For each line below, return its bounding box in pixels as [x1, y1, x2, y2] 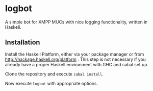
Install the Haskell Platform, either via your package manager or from [5, 51, 144, 57]
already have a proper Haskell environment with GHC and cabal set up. [5, 61, 149, 67]
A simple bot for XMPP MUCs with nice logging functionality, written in [5, 19, 148, 25]
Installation [5, 38, 40, 47]
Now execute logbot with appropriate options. [5, 80, 98, 86]
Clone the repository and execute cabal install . [5, 71, 104, 77]
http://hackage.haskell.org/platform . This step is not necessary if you [5, 56, 146, 62]
